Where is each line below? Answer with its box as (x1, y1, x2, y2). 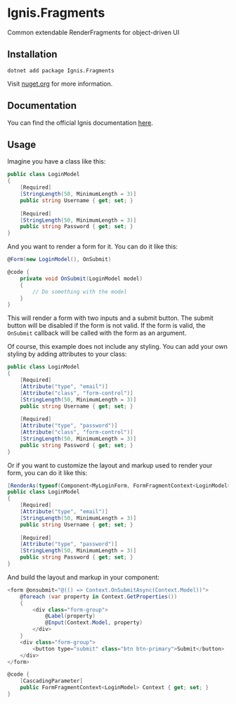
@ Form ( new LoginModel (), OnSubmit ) (7, 256, 112, 263)
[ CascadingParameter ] (20, 677, 83, 685)
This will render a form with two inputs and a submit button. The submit (7, 314, 214, 322)
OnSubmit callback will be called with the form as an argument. (7, 328, 187, 338)
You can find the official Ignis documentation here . (7, 118, 153, 127)
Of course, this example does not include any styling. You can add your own (7, 343, 228, 351)
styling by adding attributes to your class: (7, 350, 127, 359)
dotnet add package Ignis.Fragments (7, 67, 114, 74)
